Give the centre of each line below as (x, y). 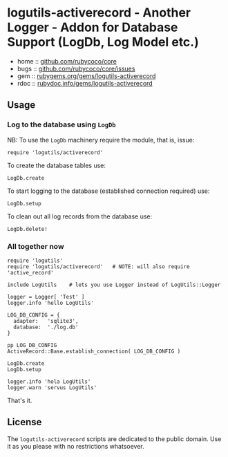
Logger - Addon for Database (93, 27)
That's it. (20, 400)
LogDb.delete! (28, 229)
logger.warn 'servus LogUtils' (52, 388)
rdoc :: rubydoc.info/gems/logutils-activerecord (85, 83)
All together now (36, 246)
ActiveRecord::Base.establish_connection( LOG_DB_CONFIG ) (94, 351)
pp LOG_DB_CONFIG (32, 345)
